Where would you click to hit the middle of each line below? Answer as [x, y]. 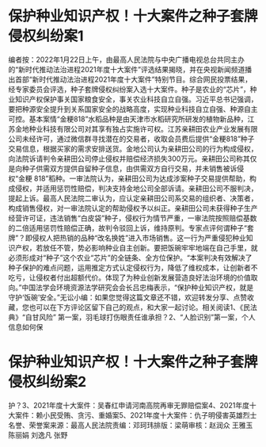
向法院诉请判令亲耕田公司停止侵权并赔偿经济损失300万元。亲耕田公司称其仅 [133, 159]
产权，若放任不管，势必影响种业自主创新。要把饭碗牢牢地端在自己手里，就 [136, 247]
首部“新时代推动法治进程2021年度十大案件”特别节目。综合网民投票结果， [133, 79]
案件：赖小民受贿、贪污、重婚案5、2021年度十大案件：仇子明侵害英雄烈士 [136, 415]
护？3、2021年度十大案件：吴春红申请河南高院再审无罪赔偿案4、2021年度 [129, 405]
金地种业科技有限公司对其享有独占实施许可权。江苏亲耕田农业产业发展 [129, 128]
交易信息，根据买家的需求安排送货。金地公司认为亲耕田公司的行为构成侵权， [133, 148]
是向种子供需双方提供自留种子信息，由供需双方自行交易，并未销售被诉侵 [126, 168]
